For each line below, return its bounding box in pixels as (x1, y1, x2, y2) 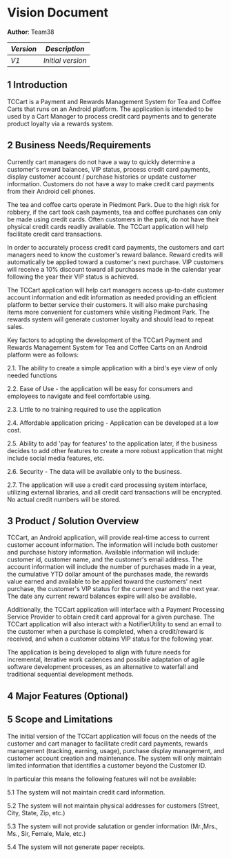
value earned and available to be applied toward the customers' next (7, 577, 202, 586)
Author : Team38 (7, 28, 54, 36)
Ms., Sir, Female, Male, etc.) (7, 829, 86, 837)
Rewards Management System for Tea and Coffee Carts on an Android (7, 343, 208, 351)
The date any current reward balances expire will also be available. (7, 592, 197, 601)
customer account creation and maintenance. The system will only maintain (7, 754, 222, 762)
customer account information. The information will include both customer (7, 541, 219, 549)
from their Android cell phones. (7, 187, 96, 195)
